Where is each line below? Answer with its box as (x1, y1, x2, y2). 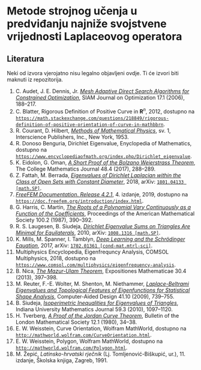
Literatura (7, 53, 44, 64)
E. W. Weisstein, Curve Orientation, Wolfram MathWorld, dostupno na (15, 324, 187, 332)
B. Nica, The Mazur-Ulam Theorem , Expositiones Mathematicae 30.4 (15, 267, 187, 274)
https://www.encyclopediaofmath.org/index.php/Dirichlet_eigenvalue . (15, 152, 193, 160)
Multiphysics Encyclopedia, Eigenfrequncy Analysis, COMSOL (15, 248, 169, 255)
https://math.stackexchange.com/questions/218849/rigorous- (15, 115, 169, 121)
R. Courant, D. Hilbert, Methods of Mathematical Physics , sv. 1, (15, 127, 171, 134)
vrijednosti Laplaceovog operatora (7, 30, 182, 43)
